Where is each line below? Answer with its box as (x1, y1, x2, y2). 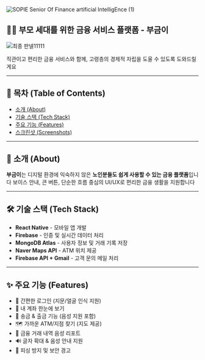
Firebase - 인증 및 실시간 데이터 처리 (15, 232, 104, 239)
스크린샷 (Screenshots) (15, 128, 72, 135)
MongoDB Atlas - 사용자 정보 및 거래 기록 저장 (15, 239, 128, 247)
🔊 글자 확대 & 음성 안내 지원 (15, 337, 84, 345)
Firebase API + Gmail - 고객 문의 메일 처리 (15, 254, 119, 262)
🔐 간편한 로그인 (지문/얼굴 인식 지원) (15, 297, 102, 304)
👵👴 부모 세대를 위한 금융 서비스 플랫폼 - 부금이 (6, 25, 169, 35)
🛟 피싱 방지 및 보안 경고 (15, 347, 71, 354)
